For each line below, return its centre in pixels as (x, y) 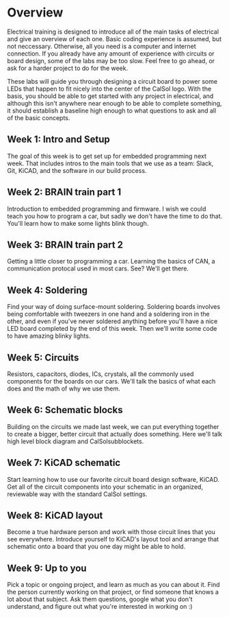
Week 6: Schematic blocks (65, 410)
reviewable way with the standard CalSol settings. (77, 494)
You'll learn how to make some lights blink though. (78, 223)
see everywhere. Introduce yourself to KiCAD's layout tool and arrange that (113, 539)
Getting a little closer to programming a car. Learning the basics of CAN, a (111, 261)
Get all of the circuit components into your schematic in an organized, (105, 487)
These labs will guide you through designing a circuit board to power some (112, 81)
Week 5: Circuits (43, 357)
